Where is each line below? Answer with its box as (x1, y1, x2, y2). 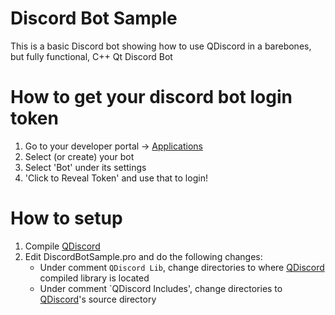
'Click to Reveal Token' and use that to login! (24, 172, 208, 184)
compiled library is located (39, 272, 150, 284)
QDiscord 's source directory (39, 293, 157, 305)
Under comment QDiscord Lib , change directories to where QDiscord (39, 261, 325, 273)
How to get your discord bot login (10, 86, 293, 109)
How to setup (10, 207, 123, 230)
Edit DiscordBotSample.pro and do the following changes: (24, 250, 263, 262)
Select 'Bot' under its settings (24, 161, 147, 173)
